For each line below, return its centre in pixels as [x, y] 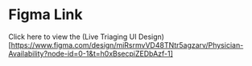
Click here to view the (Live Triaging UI [72, 37]
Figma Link [45, 15]
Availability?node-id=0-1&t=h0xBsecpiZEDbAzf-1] [91, 53]
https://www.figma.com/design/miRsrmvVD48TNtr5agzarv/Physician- [127, 45]
